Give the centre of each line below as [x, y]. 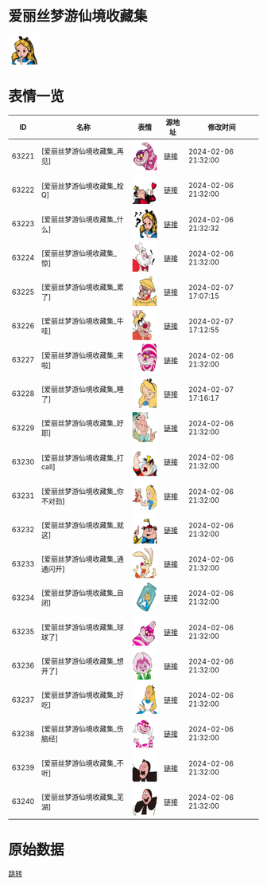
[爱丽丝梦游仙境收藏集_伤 [83, 729]
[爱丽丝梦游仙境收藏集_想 [83, 661]
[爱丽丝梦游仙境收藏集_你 [83, 491]
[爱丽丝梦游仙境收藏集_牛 [83, 321]
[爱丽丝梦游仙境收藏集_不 [83, 763]
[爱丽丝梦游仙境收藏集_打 [83, 457]
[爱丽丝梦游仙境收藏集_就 [83, 525]
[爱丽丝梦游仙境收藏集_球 [83, 627]
